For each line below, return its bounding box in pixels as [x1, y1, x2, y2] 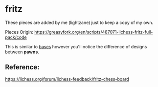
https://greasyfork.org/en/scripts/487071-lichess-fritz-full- [34, 29, 153, 35]
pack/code [5, 34, 27, 40]
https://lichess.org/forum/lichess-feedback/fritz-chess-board [5, 76, 130, 82]
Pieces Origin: [5, 29, 33, 35]
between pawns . [5, 49, 39, 55]
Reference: [5, 63, 40, 71]
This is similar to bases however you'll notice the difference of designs [5, 43, 147, 49]
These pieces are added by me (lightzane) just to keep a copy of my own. [5, 20, 154, 25]
